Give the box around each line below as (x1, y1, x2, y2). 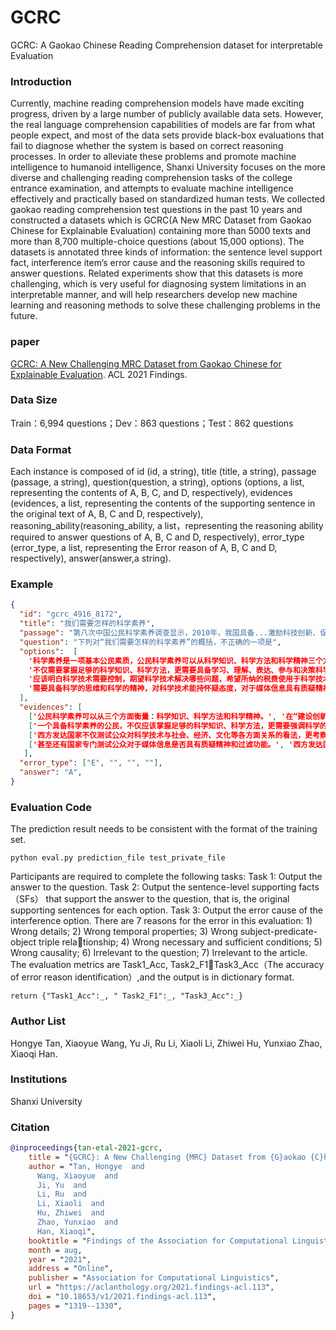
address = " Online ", (28, 1264, 114, 1274)
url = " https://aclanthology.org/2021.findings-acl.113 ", (28, 1282, 275, 1293)
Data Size (10, 393, 58, 407)
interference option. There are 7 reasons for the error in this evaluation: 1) (10, 915, 313, 927)
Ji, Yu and (36, 1180, 87, 1190)
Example (10, 577, 54, 591)
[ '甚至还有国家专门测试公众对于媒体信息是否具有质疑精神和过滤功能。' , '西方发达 (28, 739, 323, 750)
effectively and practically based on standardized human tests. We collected (10, 193, 326, 205)
